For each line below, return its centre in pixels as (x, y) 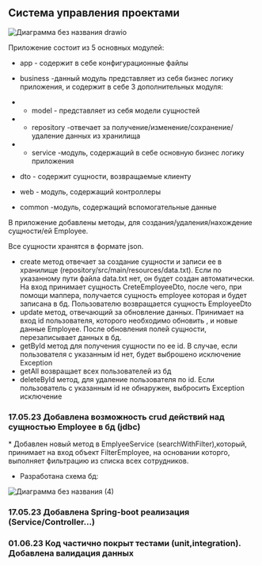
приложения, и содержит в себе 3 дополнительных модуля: (121, 86)
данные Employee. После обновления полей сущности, (113, 329)
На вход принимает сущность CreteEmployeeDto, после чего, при (131, 287)
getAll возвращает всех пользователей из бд (95, 371)
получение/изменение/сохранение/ (173, 127)
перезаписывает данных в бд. (70, 337)
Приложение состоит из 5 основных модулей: (86, 48)
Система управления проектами (94, 13)
